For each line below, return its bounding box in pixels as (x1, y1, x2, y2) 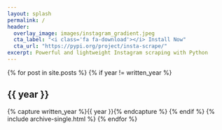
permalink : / (7, 17, 46, 24)
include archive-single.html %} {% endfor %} (7, 115, 138, 123)
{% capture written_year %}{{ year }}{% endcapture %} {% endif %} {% (7, 107, 216, 115)
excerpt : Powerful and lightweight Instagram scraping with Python (7, 50, 209, 57)
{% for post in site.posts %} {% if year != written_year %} (7, 68, 172, 77)
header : (7, 23, 30, 30)
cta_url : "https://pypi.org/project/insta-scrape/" (13, 43, 168, 50)
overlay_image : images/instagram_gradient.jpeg (13, 29, 155, 37)
